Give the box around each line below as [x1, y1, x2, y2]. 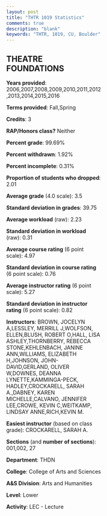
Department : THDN [6, 456, 55, 463]
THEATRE [6, 54, 43, 64]
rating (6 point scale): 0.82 [6, 306, 73, 313]
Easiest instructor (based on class [6, 420, 93, 427]
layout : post [6, 8, 39, 15]
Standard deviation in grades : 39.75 [6, 204, 97, 211]
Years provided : [6, 79, 47, 87]
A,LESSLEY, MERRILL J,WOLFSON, [6, 324, 93, 331]
